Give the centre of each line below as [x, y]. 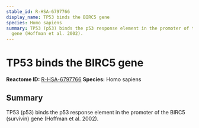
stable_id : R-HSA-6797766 [38, 12]
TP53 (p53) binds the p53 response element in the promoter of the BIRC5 [96, 112]
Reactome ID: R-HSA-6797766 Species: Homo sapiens [74, 79]
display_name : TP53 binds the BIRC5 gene [58, 17]
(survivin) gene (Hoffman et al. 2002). [52, 119]
